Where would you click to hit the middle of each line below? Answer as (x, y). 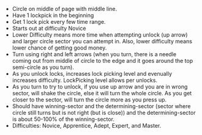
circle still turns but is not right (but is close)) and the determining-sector (104, 113)
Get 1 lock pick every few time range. (59, 22)
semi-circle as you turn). (43, 67)
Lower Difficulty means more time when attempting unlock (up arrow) (100, 35)
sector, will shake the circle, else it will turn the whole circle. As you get (102, 93)
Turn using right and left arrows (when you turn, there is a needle (94, 54)
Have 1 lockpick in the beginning (53, 15)
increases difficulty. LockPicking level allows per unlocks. (85, 80)
